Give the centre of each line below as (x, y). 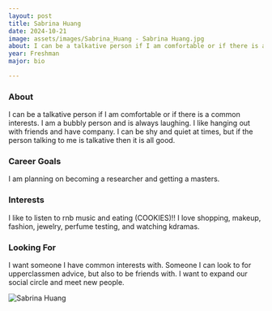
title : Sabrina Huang (45, 24)
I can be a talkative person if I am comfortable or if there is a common (125, 114)
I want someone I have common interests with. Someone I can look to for (130, 266)
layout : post (30, 16)
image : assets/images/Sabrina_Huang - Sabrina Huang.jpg (106, 39)
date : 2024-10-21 (38, 31)
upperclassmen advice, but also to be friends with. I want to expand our (128, 274)
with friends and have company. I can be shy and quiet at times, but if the (131, 132)
